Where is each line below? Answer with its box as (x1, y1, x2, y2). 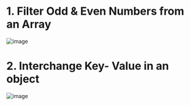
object (6, 72, 40, 86)
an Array (6, 17, 51, 31)
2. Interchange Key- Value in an (6, 59, 169, 73)
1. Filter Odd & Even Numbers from (6, 4, 184, 18)
